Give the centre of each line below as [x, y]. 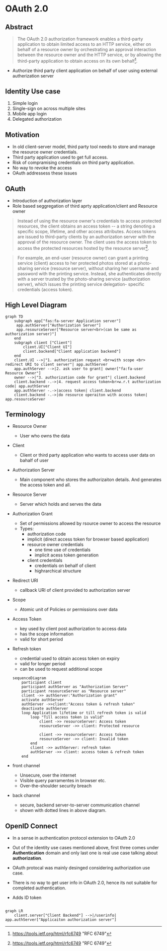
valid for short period [41, 639]
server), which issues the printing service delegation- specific [81, 284]
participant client [42, 683]
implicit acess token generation [67, 555]
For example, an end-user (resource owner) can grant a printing [83, 258]
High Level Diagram [36, 305]
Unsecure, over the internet [48, 775]
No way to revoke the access [42, 168]
